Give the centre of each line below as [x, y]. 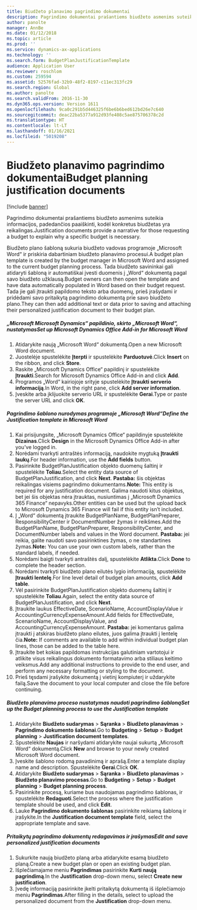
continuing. [29, 689]
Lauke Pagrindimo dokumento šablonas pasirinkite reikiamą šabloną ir [101, 811]
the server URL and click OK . [50, 400]
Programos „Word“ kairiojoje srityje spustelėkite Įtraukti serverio [93, 381]
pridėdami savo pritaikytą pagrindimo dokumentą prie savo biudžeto [89, 297]
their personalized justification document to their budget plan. [81, 310]
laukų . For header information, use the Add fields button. [83, 459]
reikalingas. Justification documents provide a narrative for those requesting [98, 230]
